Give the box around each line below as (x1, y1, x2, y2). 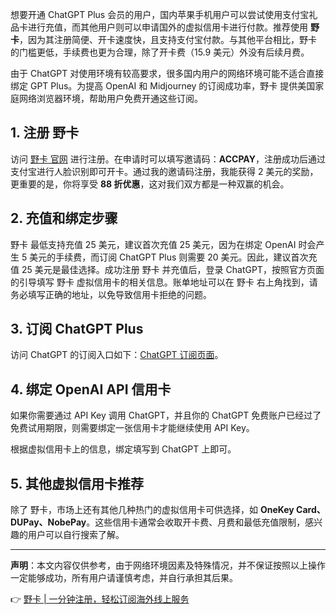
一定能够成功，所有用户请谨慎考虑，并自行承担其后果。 (10, 572, 238, 584)
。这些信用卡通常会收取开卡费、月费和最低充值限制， (86, 516, 306, 528)
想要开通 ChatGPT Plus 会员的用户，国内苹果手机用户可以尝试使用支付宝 (10, 9, 310, 20)
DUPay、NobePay (10, 516, 87, 528)
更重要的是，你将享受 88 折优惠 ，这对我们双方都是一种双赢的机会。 (10, 178, 290, 190)
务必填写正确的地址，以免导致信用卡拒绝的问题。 (10, 288, 212, 300)
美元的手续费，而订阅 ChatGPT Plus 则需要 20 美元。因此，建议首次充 (29, 251, 318, 263)
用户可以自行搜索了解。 (27, 529, 125, 541)
